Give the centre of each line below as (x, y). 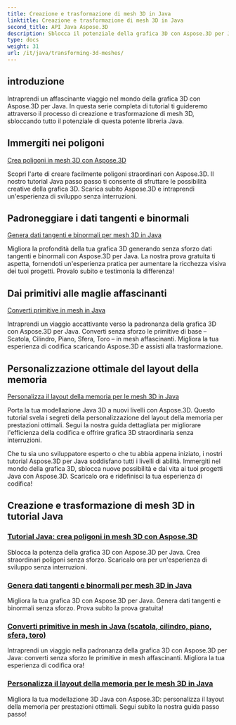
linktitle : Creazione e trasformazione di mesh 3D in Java (96, 20)
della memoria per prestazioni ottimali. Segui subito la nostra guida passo (113, 706)
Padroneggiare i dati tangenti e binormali (98, 218)
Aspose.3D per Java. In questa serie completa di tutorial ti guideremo (107, 106)
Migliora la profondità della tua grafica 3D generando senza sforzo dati (110, 249)
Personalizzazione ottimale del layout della (103, 368)
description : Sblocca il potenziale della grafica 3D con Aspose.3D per (116, 33)
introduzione (36, 82)
